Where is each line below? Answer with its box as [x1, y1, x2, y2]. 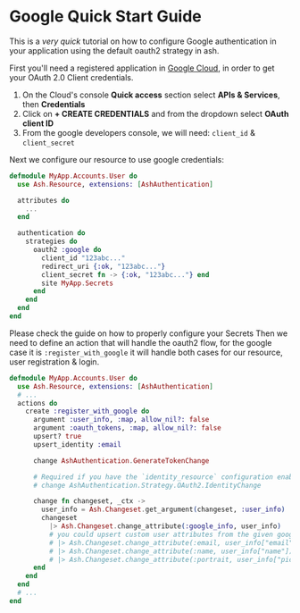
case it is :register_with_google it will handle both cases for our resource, [9, 347, 283, 357]
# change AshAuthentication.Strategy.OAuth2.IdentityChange [32, 481, 262, 490]
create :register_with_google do [25, 407, 150, 416]
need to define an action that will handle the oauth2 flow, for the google [9, 337, 272, 348]
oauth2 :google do [32, 246, 102, 255]
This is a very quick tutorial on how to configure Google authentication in [9, 36, 277, 46]
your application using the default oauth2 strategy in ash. [9, 45, 220, 55]
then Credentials [21, 98, 86, 109]
